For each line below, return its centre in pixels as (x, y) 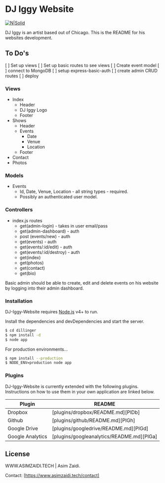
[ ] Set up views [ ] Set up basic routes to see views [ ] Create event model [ (82, 65)
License (18, 454)
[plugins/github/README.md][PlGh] (93, 420)
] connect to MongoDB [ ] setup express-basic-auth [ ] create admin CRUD (82, 70)
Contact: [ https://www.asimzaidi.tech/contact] (52, 476)
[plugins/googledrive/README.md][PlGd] (100, 428)
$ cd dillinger (21, 330)
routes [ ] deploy (22, 76)
